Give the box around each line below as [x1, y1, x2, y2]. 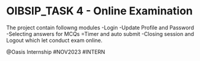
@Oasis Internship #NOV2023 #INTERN [6, 48, 105, 55]
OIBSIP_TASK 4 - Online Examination [6, 4, 193, 18]
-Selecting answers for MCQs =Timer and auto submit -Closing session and [6, 30, 195, 37]
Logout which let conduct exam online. [6, 36, 102, 44]
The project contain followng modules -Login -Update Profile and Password [6, 24, 195, 31]
